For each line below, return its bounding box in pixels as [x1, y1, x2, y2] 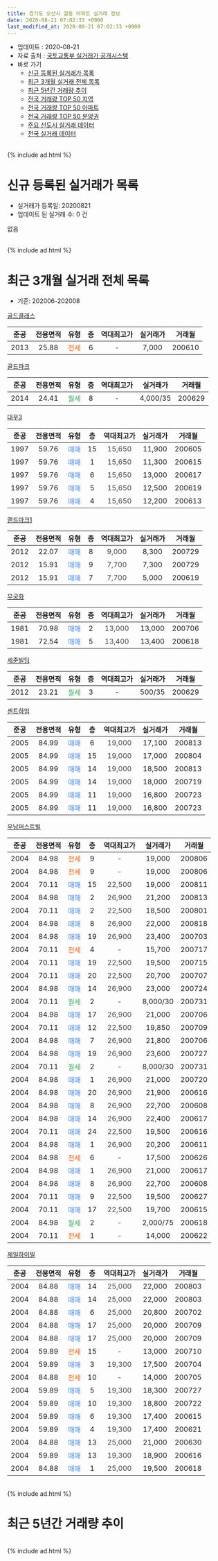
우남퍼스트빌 [7, 822, 42, 831]
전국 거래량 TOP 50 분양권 [27, 112, 99, 121]
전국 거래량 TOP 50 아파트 [27, 103, 99, 112]
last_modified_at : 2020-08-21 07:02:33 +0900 [7, 23, 140, 30]
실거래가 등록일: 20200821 [17, 202, 91, 210]
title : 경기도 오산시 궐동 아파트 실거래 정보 [7, 10, 120, 17]
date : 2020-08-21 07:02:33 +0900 [7, 17, 104, 24]
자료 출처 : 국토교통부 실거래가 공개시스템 [17, 51, 129, 60]
